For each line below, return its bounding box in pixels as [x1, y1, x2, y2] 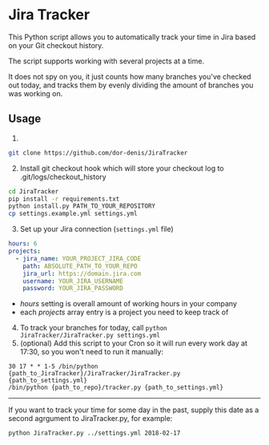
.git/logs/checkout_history [19, 172, 106, 181]
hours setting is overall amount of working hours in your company [19, 299, 238, 309]
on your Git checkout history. [8, 40, 104, 50]
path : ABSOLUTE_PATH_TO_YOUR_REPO [22, 262, 138, 270]
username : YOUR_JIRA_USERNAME [22, 277, 124, 285]
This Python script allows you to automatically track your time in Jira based [8, 32, 256, 42]
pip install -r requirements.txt [8, 195, 120, 203]
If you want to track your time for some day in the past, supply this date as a [8, 405, 259, 415]
